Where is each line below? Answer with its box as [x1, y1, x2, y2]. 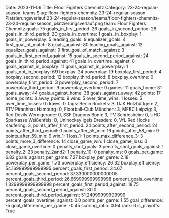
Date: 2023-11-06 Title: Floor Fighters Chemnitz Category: [5, 5, 126, 10]
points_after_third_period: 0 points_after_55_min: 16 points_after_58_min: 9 [5, 128, 159, 133]
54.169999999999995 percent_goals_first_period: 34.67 [5, 165, 123, 171]
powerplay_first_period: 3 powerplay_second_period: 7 [5, 79, 119, 85]
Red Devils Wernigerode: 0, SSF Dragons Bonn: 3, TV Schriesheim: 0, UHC [5, 112, 160, 118]
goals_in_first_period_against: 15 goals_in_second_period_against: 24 [5, 52, 149, 59]
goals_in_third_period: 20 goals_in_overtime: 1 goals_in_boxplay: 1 [5, 31, 142, 37]
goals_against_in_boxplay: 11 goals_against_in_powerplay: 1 [5, 63, 128, 69]
